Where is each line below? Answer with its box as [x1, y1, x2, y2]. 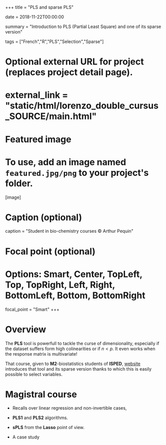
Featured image [5, 133, 71, 145]
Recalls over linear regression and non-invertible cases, [12, 405, 127, 411]
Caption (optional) [5, 212, 82, 223]
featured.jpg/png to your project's [5, 167, 149, 178]
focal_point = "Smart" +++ [5, 306, 60, 312]
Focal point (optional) [5, 246, 96, 257]
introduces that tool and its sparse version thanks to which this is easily [5, 366, 152, 372]
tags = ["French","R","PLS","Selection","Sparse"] [5, 38, 104, 44]
